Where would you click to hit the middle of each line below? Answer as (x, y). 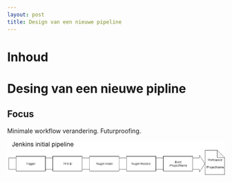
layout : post (26, 15)
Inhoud (28, 57)
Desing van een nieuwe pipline (97, 88)
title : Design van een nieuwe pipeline (65, 22)
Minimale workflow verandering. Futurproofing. (74, 131)
